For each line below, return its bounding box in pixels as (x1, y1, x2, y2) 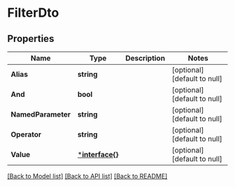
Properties (7, 33, 55, 45)
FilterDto (7, 5, 59, 21)
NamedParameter (10, 110, 71, 119)
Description (125, 54, 166, 63)
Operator (10, 130, 42, 139)
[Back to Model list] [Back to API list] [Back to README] (7, 172, 168, 180)
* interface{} (77, 150, 119, 159)
